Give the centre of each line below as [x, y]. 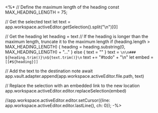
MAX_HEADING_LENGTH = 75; [36, 12]
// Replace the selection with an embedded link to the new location [72, 86]
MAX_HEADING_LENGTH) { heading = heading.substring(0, [65, 47]
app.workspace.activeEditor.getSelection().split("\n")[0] [62, 27]
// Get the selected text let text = [38, 22]
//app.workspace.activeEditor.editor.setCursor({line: [58, 100]
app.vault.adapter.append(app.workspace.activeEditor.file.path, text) [75, 76]
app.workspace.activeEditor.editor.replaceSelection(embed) [66, 91]
